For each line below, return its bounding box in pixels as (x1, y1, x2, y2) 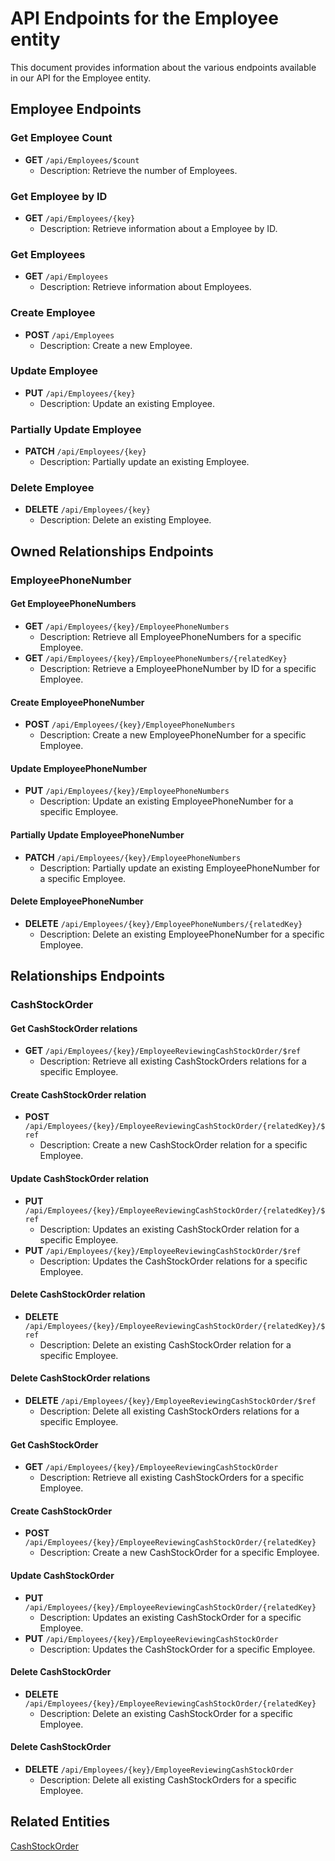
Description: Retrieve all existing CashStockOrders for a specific (39, 1472, 305, 1484)
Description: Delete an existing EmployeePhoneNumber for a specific (39, 928, 325, 940)
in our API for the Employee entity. (10, 72, 152, 84)
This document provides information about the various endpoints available (10, 61, 317, 73)
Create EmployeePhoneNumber (10, 696, 145, 708)
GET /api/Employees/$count (24, 153, 140, 166)
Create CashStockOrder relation (10, 1088, 147, 1101)
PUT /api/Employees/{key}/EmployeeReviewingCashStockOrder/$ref (24, 1244, 302, 1256)
